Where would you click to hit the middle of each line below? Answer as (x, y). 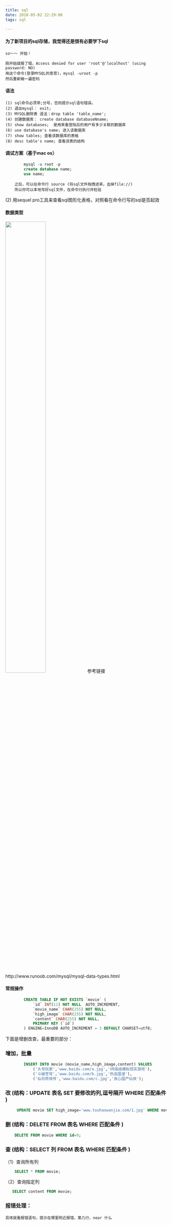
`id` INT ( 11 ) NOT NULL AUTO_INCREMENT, (76, 1004)
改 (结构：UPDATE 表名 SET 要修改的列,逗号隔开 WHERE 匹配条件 (86, 1093)
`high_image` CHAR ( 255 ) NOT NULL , (69, 1014)
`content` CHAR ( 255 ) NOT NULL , (66, 1019)
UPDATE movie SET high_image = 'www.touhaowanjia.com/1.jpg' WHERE (88, 1110)
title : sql (17, 10)
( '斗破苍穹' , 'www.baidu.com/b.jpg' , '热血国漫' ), (82, 1074)
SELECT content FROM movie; (42, 1192)
